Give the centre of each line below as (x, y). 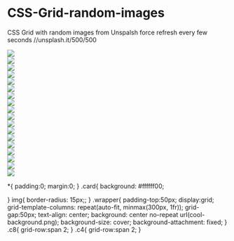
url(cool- (192, 214)
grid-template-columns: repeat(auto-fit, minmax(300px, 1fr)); (95, 207)
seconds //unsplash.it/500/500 (52, 39)
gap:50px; (22, 214)
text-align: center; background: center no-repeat (108, 214)
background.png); (33, 222)
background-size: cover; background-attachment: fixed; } (144, 222)
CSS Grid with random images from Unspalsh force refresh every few (108, 32)
